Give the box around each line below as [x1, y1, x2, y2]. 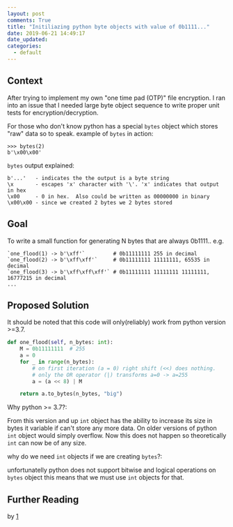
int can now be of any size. [7, 439, 87, 447]
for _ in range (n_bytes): [19, 358, 95, 365]
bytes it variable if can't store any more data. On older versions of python [7, 424, 217, 433]
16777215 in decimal [7, 274, 67, 281]
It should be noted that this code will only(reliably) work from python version [7, 318, 226, 327]
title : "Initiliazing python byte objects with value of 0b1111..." [7, 23, 210, 30]
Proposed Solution [7, 299, 89, 311]
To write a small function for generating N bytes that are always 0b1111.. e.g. [7, 237, 224, 245]
